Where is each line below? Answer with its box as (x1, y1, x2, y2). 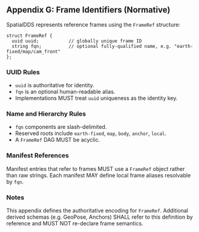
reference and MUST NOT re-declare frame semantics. (6, 220, 143, 227)
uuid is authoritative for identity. (15, 82, 95, 89)
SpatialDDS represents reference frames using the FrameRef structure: (6, 21, 180, 28)
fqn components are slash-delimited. (15, 124, 107, 131)
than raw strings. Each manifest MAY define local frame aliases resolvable (6, 171, 191, 179)
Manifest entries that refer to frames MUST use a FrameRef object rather (6, 165, 185, 172)
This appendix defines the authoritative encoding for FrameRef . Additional (6, 207, 189, 214)
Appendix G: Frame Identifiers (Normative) (6, 5, 171, 15)
